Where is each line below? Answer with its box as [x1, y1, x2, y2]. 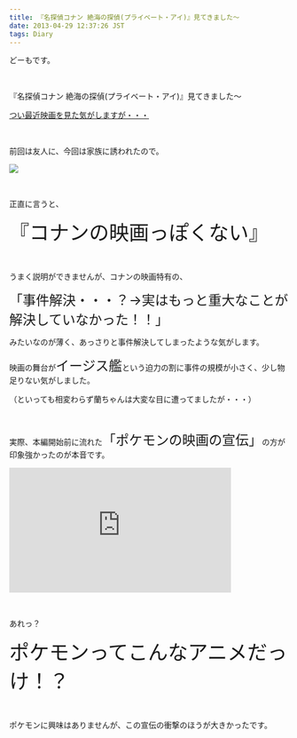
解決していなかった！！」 [9, 312, 169, 329]
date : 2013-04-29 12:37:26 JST [9, 21, 125, 30]
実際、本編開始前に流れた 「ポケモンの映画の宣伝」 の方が [9, 432, 285, 449]
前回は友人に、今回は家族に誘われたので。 [9, 146, 164, 156]
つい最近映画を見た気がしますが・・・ [9, 110, 149, 121]
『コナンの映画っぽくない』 [9, 220, 270, 246]
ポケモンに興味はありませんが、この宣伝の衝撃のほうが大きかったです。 [9, 720, 272, 731]
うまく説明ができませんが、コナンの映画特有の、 [9, 272, 188, 282]
